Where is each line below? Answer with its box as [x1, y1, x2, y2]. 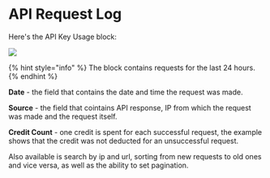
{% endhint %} [8, 71, 58, 81]
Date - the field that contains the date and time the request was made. [8, 87, 243, 97]
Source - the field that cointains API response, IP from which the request [8, 102, 251, 112]
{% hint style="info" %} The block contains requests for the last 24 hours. [8, 63, 255, 72]
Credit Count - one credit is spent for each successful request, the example [8, 127, 263, 137]
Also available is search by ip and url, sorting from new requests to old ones [8, 151, 262, 161]
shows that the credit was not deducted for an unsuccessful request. [8, 136, 239, 145]
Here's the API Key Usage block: [8, 32, 118, 41]
